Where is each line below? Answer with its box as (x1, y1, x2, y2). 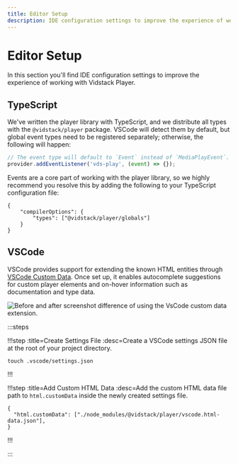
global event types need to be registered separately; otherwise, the (7, 132, 204, 142)
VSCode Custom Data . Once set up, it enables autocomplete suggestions (7, 272, 221, 281)
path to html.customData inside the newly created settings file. (7, 391, 188, 400)
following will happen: (7, 140, 72, 149)
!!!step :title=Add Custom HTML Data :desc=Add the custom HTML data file (7, 383, 227, 392)
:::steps (7, 322, 30, 331)
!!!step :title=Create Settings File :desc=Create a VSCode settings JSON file (7, 336, 228, 344)
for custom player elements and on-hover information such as (7, 280, 188, 288)
